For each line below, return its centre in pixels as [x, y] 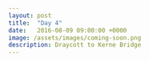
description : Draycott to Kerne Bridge [75, 45]
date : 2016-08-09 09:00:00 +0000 [68, 30]
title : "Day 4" [35, 23]
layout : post [30, 15]
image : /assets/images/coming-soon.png [75, 38]
